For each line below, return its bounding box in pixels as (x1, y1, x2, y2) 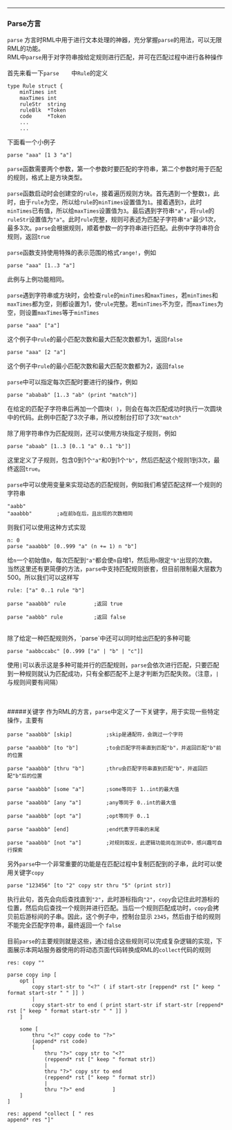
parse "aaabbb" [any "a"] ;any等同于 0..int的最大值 (7, 799, 177, 806)
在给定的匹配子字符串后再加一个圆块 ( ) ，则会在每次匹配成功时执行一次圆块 (7, 405, 222, 413)
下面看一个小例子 (7, 138, 56, 146)
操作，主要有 (7, 716, 43, 725)
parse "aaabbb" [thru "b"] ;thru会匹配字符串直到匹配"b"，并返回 (7, 766, 203, 772)
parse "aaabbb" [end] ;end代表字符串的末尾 (7, 826, 160, 833)
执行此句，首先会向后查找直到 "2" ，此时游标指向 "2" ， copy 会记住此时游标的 (7, 895, 220, 904)
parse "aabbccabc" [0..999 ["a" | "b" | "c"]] (7, 648, 144, 655)
